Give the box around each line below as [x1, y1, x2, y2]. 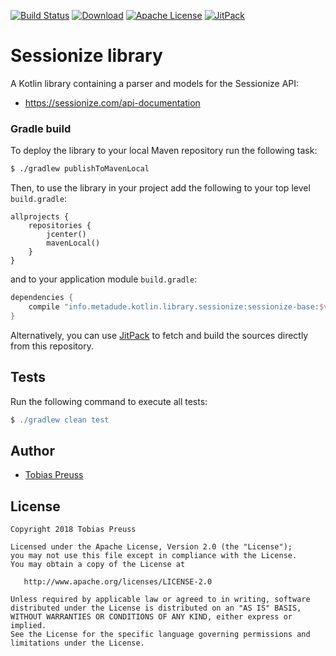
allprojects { [10, 212, 70, 222]
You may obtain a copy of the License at [10, 560, 186, 570]
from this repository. [10, 340, 94, 352]
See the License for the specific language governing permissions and [10, 630, 311, 640]
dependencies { [10, 293, 74, 303]
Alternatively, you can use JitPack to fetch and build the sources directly [10, 329, 309, 341]
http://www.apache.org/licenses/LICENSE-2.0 [23, 577, 213, 587]
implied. [10, 621, 47, 631]
